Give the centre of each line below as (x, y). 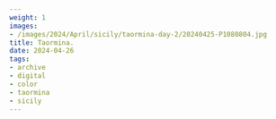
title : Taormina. (42, 42)
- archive (28, 68)
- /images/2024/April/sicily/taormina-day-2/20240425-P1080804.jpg (138, 34)
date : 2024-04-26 (42, 51)
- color (24, 84)
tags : (19, 59)
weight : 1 (28, 17)
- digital (28, 76)
